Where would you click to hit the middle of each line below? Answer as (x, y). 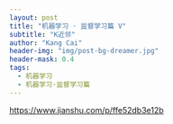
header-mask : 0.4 (42, 59)
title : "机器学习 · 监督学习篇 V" (68, 26)
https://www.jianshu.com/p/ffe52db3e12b (86, 110)
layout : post (34, 18)
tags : (19, 68)
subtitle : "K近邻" (42, 34)
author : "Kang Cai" (46, 43)
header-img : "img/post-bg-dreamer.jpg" (84, 51)
